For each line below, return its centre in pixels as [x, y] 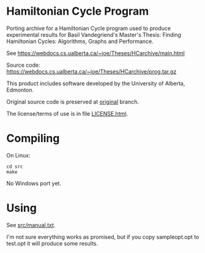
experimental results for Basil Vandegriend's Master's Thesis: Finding [94, 34]
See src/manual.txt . [31, 225]
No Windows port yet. [34, 183]
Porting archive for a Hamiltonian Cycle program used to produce [89, 28]
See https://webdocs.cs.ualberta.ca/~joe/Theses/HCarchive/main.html [95, 53]
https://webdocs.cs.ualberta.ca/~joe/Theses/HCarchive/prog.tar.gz [91, 71]
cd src [15, 167]
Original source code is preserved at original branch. [73, 102]
